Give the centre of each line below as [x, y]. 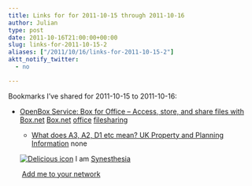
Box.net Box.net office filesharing [74, 120]
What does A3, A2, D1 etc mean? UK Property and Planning [128, 135]
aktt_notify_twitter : [44, 60]
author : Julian [33, 23]
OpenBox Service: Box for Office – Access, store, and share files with [132, 111]
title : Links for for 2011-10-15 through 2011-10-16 [96, 15]
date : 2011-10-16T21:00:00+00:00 [63, 37]
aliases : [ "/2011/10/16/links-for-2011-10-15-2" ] [91, 52]
